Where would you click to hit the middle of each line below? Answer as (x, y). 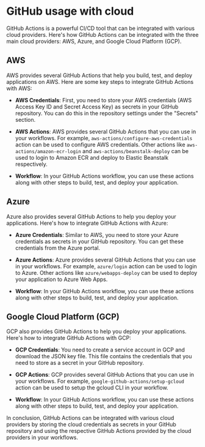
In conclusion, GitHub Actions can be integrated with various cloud (90, 418)
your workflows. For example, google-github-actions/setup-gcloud (100, 381)
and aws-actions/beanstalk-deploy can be (135, 151)
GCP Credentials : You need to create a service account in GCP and (100, 350)
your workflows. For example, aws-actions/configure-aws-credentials (104, 138)
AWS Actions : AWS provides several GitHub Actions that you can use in (106, 131)
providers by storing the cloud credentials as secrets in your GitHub (91, 424)
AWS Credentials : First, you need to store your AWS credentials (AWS (103, 100)
